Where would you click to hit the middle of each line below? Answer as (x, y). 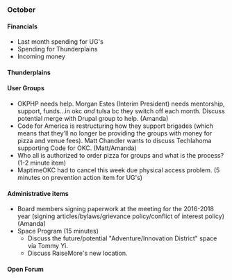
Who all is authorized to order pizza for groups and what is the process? (121, 155)
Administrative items (38, 193)
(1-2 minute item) (42, 163)
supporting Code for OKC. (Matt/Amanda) (77, 148)
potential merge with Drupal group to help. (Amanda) (93, 118)
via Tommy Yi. (48, 246)
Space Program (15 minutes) (58, 231)
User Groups (26, 88)
